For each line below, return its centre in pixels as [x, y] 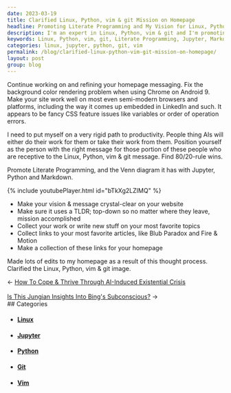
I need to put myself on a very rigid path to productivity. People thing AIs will [115, 134]
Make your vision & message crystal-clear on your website [100, 203]
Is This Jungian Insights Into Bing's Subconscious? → [82, 296]
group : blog [24, 65]
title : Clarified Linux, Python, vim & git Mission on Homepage [101, 20]
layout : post [26, 59]
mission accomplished [49, 219]
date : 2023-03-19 [32, 13]
